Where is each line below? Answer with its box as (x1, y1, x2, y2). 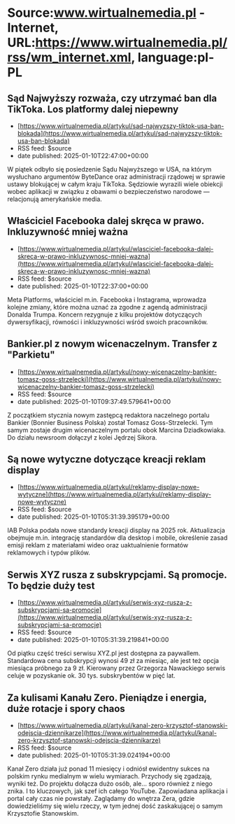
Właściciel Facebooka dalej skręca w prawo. (7, 215, 204, 227)
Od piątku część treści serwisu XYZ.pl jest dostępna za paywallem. (7, 649, 201, 657)
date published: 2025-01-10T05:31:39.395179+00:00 (17, 512, 170, 521)
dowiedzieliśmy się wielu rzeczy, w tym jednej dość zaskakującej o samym (7, 802, 223, 810)
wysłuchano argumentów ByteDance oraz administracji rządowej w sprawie (7, 173, 226, 181)
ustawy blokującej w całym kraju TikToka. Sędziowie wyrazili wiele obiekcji (7, 180, 223, 188)
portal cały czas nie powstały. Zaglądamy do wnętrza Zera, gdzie (7, 795, 195, 803)
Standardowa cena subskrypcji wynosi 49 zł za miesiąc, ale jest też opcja (7, 657, 219, 665)
